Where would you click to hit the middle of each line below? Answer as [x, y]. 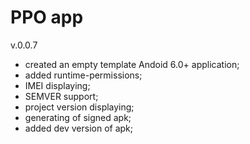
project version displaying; [79, 107]
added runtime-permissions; [83, 75]
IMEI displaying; [57, 85]
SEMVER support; [61, 96]
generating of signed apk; [78, 117]
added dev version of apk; [79, 128]
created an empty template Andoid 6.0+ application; [132, 64]
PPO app [47, 17]
